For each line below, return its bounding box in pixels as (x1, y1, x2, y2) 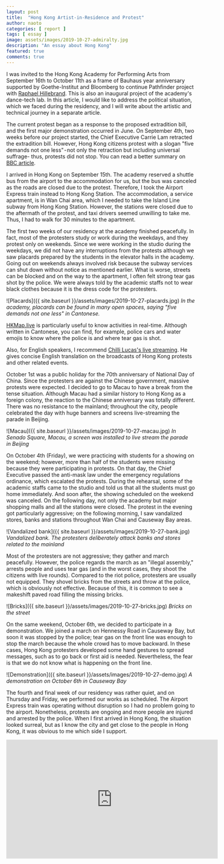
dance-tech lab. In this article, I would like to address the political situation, (6, 96, 192, 103)
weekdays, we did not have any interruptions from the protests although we (6, 247, 194, 254)
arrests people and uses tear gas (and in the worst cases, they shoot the (6, 565, 187, 572)
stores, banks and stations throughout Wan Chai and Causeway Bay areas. (6, 516, 192, 523)
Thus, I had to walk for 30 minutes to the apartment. (6, 216, 136, 223)
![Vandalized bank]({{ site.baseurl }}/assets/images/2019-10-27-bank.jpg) (6, 527, 190, 535)
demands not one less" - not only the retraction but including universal (6, 146, 180, 153)
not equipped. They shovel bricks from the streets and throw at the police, (6, 578, 191, 585)
